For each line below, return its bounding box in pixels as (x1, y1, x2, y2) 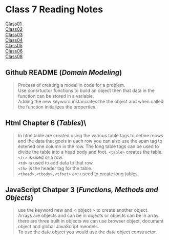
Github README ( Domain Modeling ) (5, 68, 122, 77)
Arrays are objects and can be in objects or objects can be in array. (17, 212, 160, 219)
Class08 (5, 53, 23, 60)
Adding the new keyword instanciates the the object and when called (17, 98, 164, 104)
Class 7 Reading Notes (5, 4, 103, 15)
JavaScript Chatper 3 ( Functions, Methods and (5, 185, 159, 194)
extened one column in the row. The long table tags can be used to (17, 143, 159, 150)
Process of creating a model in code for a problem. (17, 82, 125, 88)
